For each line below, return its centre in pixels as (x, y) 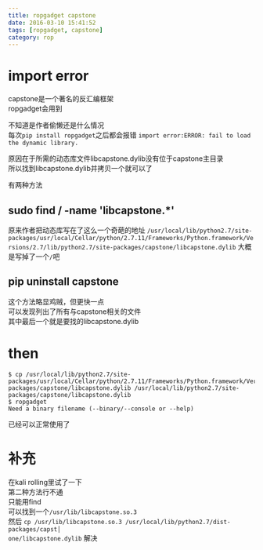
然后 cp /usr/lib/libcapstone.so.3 (65, 521)
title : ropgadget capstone (52, 15)
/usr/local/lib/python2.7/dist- (178, 522)
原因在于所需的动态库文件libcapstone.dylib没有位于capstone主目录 (116, 158)
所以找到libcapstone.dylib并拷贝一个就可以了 (80, 169)
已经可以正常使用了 (39, 424)
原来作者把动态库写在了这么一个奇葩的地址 (77, 230)
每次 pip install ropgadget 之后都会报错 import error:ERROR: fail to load (130, 135)
